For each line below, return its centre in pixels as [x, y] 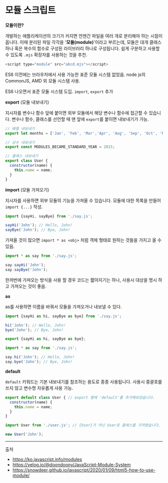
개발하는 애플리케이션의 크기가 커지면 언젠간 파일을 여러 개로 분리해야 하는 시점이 [84, 36]
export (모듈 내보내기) [27, 102]
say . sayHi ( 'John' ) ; [25, 265]
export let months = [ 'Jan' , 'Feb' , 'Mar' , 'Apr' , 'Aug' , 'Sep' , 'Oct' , [81, 133]
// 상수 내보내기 [20, 142]
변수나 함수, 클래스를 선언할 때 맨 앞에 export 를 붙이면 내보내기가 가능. [80, 119]
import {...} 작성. [24, 207]
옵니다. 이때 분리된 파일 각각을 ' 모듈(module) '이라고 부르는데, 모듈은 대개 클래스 [83, 42]
